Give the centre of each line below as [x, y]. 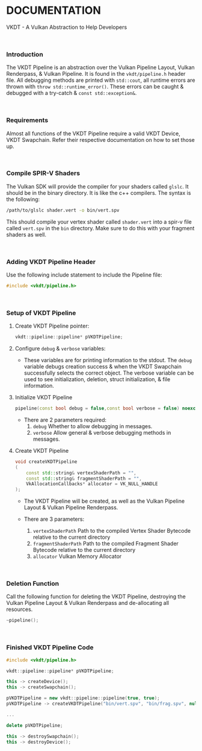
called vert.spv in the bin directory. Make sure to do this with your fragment [100, 228]
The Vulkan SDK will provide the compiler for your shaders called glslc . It [97, 186]
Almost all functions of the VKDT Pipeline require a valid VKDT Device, [93, 133]
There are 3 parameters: [54, 519]
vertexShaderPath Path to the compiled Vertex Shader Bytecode [112, 531]
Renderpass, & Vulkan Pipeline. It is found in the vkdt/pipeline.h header [96, 74]
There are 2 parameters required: [65, 420]
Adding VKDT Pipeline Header [51, 262]
